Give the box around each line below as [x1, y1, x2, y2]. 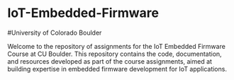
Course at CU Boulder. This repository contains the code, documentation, [7, 50, 222, 58]
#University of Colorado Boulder [7, 28, 102, 37]
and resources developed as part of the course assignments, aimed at [7, 57, 213, 65]
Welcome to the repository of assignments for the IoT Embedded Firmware [7, 42, 225, 50]
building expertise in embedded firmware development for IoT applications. [7, 64, 227, 73]
